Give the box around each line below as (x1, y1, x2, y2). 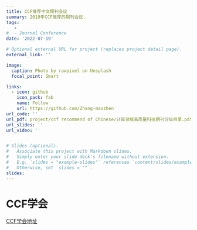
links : (6, 84, 22, 90)
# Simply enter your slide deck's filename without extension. (6, 154, 169, 160)
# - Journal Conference (6, 30, 67, 36)
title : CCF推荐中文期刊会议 (6, 8, 67, 15)
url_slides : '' (6, 122, 43, 128)
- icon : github (11, 89, 49, 95)
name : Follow (16, 100, 49, 106)
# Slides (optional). (6, 143, 59, 149)
